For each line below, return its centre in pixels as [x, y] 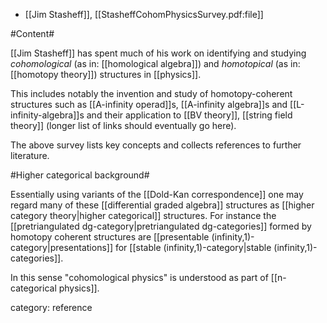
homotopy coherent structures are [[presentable [110, 237]
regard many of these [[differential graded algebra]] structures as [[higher [162, 205]
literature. [30, 155]
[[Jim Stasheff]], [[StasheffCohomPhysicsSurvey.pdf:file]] [144, 14]
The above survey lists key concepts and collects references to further [156, 145]
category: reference [51, 307]
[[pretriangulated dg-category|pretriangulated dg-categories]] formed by [161, 226]
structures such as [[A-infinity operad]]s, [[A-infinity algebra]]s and [149, 104]
